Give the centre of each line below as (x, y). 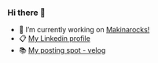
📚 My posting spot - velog (62, 50)
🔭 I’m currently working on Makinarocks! (84, 30)
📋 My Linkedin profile (55, 39)
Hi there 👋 (27, 13)
